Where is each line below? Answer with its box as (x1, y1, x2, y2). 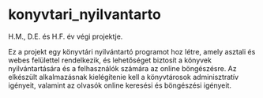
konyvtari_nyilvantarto (8, 6, 162, 24)
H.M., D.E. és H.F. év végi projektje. (8, 32, 123, 41)
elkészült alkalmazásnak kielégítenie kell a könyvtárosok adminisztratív (8, 72, 239, 81)
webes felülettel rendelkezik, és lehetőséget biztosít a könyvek (8, 55, 212, 65)
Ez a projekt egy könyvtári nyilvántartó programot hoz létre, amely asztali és (8, 47, 256, 56)
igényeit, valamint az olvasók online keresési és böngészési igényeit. (8, 81, 231, 90)
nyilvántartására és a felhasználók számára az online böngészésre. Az (8, 63, 237, 73)
